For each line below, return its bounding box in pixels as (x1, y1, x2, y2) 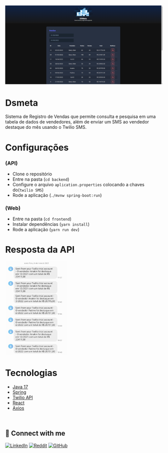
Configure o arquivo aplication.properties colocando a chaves (12, 181, 145, 187)
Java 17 (12, 384, 28, 390)
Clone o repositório (12, 171, 52, 177)
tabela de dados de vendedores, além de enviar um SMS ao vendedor (5, 119, 149, 125)
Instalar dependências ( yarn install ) (12, 221, 90, 227)
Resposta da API (5, 244, 75, 255)
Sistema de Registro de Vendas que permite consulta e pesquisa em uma (5, 113, 156, 120)
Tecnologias (5, 368, 57, 379)
